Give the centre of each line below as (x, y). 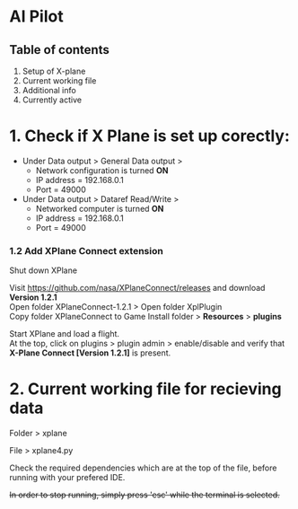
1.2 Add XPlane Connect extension (86, 250)
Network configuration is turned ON (102, 170)
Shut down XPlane (44, 270)
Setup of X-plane (54, 71)
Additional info (49, 90)
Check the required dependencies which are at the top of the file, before (143, 468)
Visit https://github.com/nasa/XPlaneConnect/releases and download (137, 288)
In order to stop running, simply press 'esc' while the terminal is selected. (145, 495)
